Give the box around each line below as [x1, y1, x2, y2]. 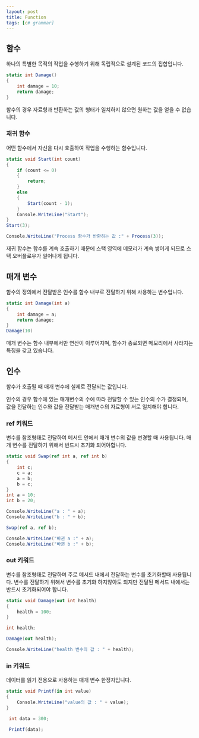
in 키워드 [6, 662, 30, 670]
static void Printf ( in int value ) [6, 689, 92, 695]
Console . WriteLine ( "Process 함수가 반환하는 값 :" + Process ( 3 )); [6, 233, 165, 239]
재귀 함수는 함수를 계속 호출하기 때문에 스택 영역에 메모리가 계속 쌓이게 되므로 [6, 245, 185, 252]
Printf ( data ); [8, 726, 44, 733]
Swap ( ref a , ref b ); [6, 525, 58, 531]
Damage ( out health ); [6, 636, 58, 642]
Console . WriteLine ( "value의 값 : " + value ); [17, 699, 129, 705]
